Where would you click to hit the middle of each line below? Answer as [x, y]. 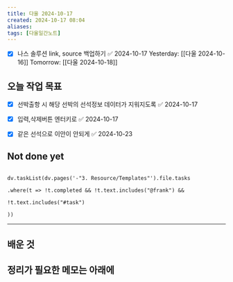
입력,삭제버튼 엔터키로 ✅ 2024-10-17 [68, 119]
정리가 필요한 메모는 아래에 [61, 270]
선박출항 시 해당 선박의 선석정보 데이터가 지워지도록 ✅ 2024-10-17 [107, 104]
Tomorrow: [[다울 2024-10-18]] [74, 63]
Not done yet [36, 156]
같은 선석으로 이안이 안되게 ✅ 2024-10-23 [75, 134]
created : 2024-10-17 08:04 [46, 20]
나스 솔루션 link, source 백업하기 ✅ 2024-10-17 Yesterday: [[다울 [107, 53]
